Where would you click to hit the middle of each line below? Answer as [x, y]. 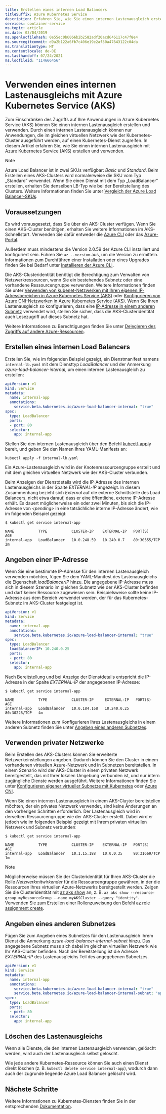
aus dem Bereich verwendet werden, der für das [72, 598]
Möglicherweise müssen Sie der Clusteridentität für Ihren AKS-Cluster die [80, 877]
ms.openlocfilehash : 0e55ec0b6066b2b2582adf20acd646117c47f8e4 [72, 38]
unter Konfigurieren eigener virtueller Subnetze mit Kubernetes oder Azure [81, 786]
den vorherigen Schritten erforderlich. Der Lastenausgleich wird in [73, 811]
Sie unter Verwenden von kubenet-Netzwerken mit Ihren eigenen [71, 290]
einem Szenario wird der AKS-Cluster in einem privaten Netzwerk [72, 770]
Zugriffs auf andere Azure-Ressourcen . [45, 331]
